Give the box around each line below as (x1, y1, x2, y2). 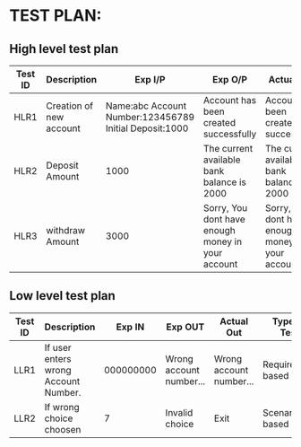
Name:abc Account (106, 100, 187, 112)
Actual (219, 315, 249, 328)
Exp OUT (166, 320, 205, 333)
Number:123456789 (106, 111, 195, 123)
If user (44, 341, 72, 354)
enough (202, 224, 236, 236)
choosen (44, 423, 82, 435)
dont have (202, 213, 245, 225)
